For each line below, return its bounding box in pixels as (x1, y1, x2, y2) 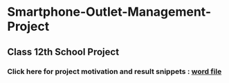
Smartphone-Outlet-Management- (7, 4, 212, 20)
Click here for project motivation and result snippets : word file (7, 67, 222, 76)
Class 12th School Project (7, 46, 120, 58)
